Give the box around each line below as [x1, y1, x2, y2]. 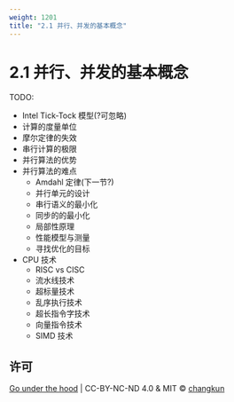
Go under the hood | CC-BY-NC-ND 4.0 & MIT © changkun [9, 383, 225, 394]
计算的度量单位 [21, 122, 77, 132]
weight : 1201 [9, 12, 58, 22]
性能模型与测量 [35, 233, 90, 243]
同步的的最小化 [35, 210, 90, 221]
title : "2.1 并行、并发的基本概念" [9, 21, 127, 30]
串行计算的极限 [21, 144, 77, 154]
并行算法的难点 [21, 166, 77, 177]
